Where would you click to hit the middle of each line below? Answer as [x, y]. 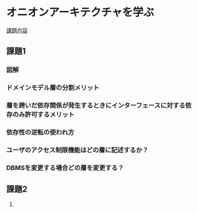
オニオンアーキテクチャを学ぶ [80, 12]
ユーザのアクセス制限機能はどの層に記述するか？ [78, 150]
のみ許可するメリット [43, 114]
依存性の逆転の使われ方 [40, 133]
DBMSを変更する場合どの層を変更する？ [65, 168]
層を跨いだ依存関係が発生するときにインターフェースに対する [96, 105]
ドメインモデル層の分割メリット [53, 88]
